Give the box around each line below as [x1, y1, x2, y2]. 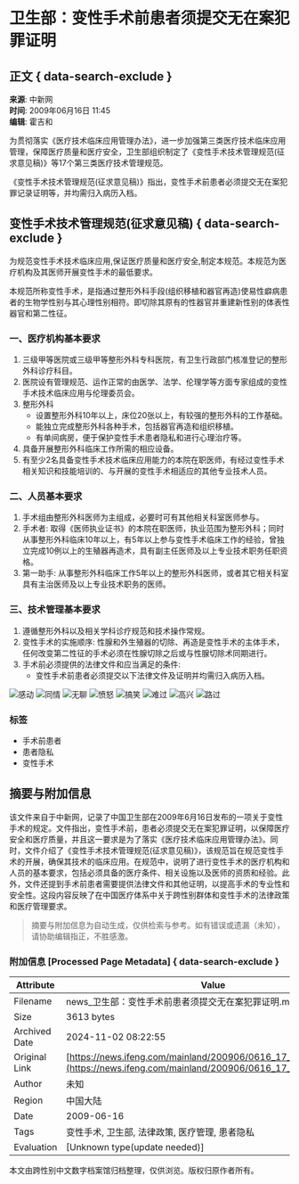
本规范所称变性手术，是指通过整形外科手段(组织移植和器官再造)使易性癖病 [9, 285, 280, 296]
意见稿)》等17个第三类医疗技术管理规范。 [16, 158, 168, 168]
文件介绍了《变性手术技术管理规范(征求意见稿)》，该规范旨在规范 [24, 844, 261, 856]
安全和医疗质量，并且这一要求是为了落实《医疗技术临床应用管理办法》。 [9, 834, 271, 844]
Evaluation [13, 1141, 58, 1154]
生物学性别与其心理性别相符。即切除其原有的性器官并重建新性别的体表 [24, 296, 282, 308]
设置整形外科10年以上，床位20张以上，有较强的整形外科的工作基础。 [35, 410, 287, 421]
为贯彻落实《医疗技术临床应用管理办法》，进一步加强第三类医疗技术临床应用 [9, 136, 287, 145]
